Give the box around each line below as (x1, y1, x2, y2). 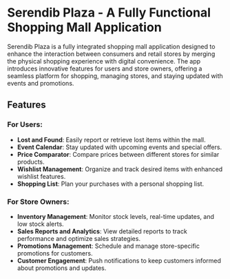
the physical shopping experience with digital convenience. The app (7, 57, 201, 65)
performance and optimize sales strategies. (17, 234, 141, 242)
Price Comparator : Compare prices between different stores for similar (17, 150, 220, 158)
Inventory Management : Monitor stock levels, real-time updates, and (17, 212, 215, 220)
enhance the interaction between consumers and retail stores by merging (7, 50, 216, 58)
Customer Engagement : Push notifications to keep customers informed (17, 256, 222, 264)
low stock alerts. (17, 220, 64, 228)
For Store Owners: (7, 197, 70, 206)
